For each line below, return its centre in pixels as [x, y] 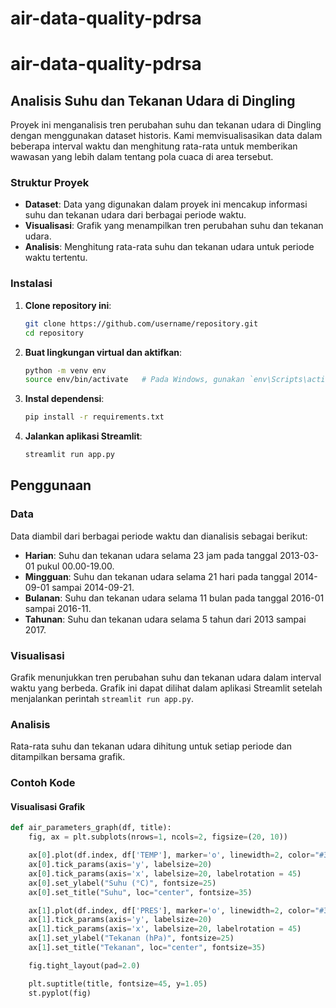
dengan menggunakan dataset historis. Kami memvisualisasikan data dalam [166, 136]
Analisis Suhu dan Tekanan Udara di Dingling [153, 100]
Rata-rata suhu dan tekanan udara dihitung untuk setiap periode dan [151, 746]
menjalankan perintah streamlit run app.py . [102, 699]
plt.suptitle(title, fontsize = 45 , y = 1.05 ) [118, 983]
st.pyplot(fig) [60, 993]
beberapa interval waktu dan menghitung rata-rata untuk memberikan [154, 146]
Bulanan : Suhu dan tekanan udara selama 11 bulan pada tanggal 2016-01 [174, 598]
